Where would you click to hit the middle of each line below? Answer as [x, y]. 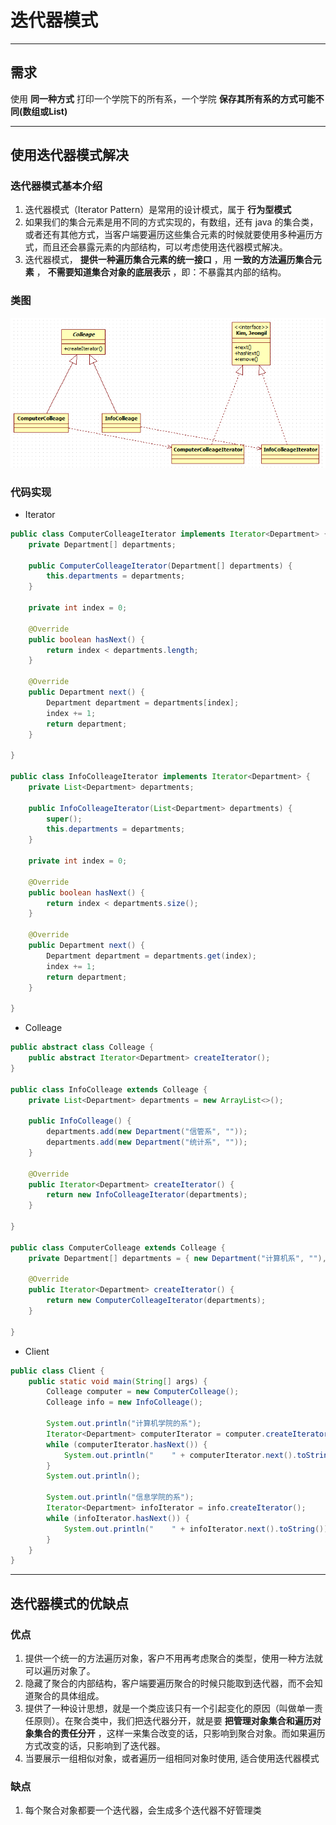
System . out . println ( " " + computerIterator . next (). [180, 1455]
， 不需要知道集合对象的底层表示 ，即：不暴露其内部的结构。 [161, 272]
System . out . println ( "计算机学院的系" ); [124, 1424]
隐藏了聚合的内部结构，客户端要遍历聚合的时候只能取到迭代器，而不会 [169, 1683]
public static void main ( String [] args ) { [118, 1381]
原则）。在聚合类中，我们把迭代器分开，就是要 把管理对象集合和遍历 [173, 1720]
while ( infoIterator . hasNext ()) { [118, 1518]
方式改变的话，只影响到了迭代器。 [95, 1745]
